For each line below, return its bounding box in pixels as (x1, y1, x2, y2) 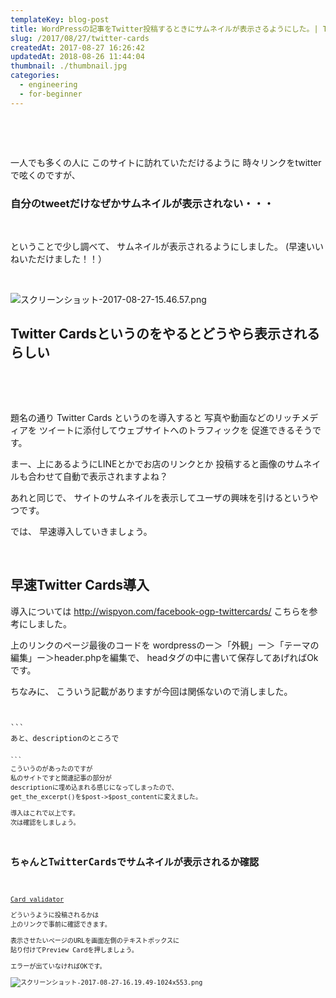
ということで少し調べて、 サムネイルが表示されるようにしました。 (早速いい (10, 240, 325, 252)
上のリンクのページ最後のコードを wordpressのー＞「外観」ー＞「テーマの (10, 639, 320, 651)
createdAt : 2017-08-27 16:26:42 (10, 42, 145, 53)
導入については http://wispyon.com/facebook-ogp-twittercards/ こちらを (10, 605, 310, 617)
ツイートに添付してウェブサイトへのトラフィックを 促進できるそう (38, 424, 313, 436)
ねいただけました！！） (10, 252, 107, 265)
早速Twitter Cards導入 (10, 577, 150, 594)
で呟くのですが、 (10, 169, 81, 181)
